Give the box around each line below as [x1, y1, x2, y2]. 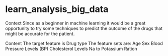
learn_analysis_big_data [5, 3, 109, 15]
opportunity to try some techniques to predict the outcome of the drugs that [5, 25, 162, 31]
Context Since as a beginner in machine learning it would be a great [5, 20, 146, 26]
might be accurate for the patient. [5, 30, 75, 36]
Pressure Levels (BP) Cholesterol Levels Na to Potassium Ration [5, 45, 137, 51]
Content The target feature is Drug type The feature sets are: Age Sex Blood [5, 40, 163, 46]
